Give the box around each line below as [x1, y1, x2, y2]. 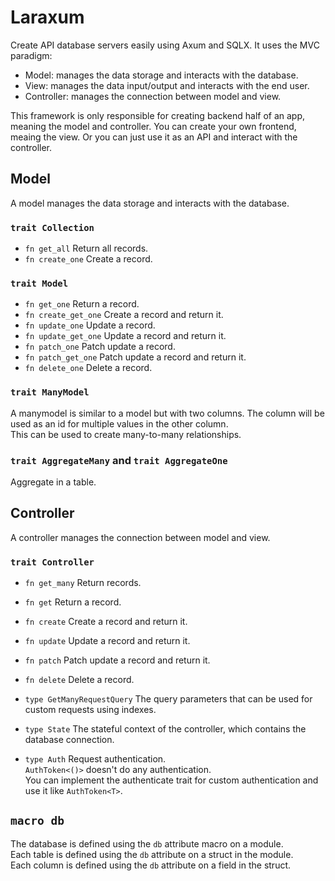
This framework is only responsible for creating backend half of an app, [10, 109, 306, 121]
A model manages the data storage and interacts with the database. [10, 197, 290, 209]
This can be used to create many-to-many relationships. [10, 428, 242, 440]
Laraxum [10, 6, 85, 29]
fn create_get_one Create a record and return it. [24, 309, 224, 321]
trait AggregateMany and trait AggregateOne [10, 453, 228, 467]
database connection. [24, 734, 115, 746]
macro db [10, 814, 65, 828]
